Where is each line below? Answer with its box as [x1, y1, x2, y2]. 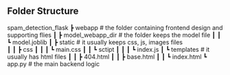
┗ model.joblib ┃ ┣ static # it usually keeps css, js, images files [7, 37, 183, 46]
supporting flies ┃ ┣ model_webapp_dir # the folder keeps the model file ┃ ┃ [7, 31, 221, 39]
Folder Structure [7, 5, 79, 17]
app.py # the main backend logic [7, 59, 100, 67]
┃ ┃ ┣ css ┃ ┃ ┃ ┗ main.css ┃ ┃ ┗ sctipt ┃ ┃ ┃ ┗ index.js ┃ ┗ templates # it [7, 45, 210, 53]
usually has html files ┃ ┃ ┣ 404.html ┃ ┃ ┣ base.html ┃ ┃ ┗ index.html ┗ [7, 52, 207, 61]
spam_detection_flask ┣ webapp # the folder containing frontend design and [7, 23, 223, 31]
